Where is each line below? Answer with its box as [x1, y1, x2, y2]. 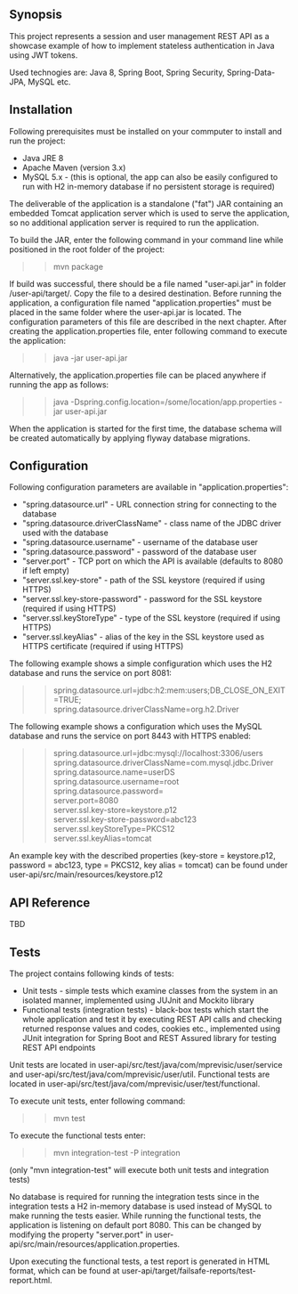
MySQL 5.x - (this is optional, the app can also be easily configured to [21, 171, 278, 182]
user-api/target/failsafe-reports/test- [121, 1266, 256, 1276]
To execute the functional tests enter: [9, 1130, 147, 1141]
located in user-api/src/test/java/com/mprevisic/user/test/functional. [9, 1078, 261, 1089]
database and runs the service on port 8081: [9, 668, 172, 679]
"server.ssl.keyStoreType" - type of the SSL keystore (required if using [21, 613, 281, 623]
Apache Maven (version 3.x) [21, 162, 126, 173]
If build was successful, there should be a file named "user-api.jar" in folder [9, 278, 286, 289]
